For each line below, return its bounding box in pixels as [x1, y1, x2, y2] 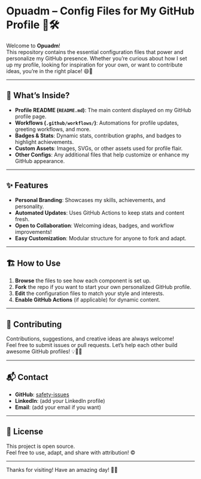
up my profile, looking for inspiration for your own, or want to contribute [6, 61, 183, 68]
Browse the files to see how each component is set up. [14, 277, 151, 284]
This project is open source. [6, 442, 75, 450]
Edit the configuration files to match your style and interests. [14, 290, 165, 297]
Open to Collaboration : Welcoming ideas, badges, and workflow [14, 222, 175, 229]
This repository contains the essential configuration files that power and [6, 48, 184, 55]
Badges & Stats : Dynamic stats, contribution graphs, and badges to [14, 132, 181, 139]
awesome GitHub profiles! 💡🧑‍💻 [6, 348, 83, 355]
